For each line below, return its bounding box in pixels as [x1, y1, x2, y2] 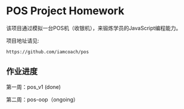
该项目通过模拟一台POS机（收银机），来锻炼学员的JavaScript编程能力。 [6, 24, 182, 31]
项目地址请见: [6, 37, 40, 44]
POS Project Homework [6, 4, 124, 18]
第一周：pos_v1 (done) [6, 83, 61, 90]
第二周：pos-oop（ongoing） [6, 96, 79, 103]
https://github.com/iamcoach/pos [6, 49, 89, 54]
